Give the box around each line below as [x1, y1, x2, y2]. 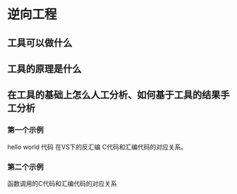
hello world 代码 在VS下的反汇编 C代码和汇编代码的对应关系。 [7, 143, 188, 151]
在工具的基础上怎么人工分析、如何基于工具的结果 [7, 89, 221, 101]
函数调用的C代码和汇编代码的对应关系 [7, 179, 118, 188]
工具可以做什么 [7, 37, 73, 49]
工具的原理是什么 [7, 63, 82, 75]
